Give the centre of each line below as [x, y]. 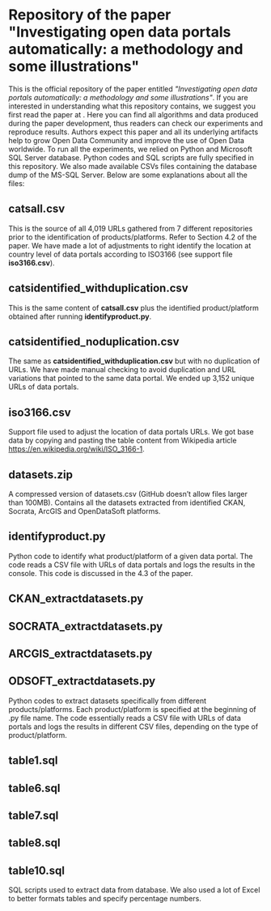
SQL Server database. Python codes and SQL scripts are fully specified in [131, 157]
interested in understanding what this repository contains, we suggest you [132, 106]
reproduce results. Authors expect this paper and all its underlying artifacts [133, 132]
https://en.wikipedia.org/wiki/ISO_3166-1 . [77, 449]
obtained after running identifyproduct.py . [80, 316]
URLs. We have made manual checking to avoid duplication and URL [122, 370]
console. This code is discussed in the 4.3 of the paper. [101, 573]
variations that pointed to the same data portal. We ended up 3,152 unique [131, 379]
